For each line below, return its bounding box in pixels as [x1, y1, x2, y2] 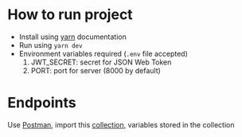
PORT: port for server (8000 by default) [30, 65, 161, 75]
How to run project [7, 6, 133, 24]
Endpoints [7, 94, 76, 112]
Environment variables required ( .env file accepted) [18, 49, 189, 58]
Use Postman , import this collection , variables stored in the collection [7, 119, 235, 129]
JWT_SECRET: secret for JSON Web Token [30, 57, 172, 67]
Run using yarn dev [18, 40, 83, 49]
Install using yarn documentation [18, 32, 127, 41]
